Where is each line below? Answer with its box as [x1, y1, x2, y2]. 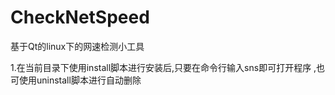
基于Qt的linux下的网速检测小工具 [10, 40, 145, 52]
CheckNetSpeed [10, 6, 150, 29]
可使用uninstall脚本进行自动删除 [10, 74, 142, 86]
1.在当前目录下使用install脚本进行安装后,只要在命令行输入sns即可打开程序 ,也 [10, 61, 326, 73]
